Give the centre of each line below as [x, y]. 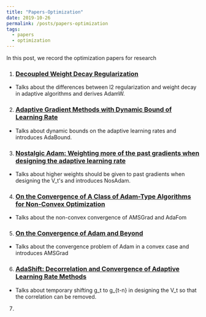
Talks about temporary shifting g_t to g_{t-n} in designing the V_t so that [106, 290]
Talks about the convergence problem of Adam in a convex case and [102, 246]
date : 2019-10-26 [29, 18]
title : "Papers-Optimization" [45, 12]
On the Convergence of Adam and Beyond [79, 234]
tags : [13, 29]
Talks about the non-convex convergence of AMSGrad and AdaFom [101, 218]
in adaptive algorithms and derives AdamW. [70, 94]
